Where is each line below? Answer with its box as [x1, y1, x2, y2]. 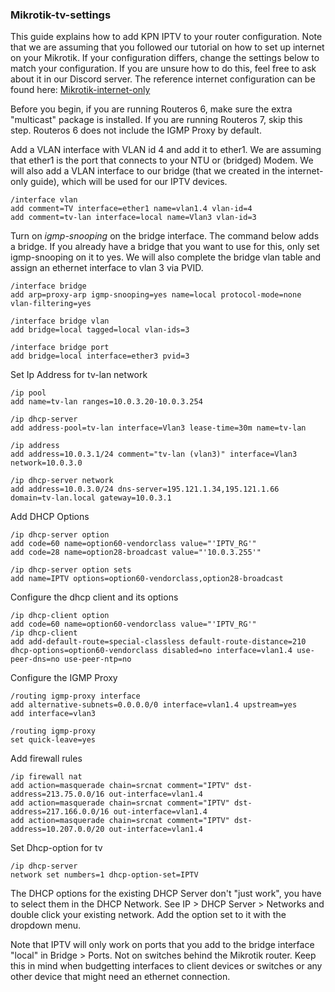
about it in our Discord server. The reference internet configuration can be [10, 73, 316, 85]
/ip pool [10, 388, 47, 398]
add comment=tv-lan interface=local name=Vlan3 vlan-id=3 [10, 213, 257, 223]
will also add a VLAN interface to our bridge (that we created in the [10, 165, 286, 177]
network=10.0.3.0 [10, 458, 83, 468]
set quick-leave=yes [10, 735, 97, 745]
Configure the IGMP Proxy [10, 672, 118, 684]
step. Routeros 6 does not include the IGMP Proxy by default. [10, 124, 262, 137]
